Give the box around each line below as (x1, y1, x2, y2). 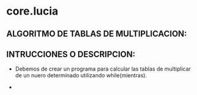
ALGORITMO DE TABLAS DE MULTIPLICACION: (6, 29, 187, 39)
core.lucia (6, 4, 59, 18)
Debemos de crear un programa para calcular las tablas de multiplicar (15, 65, 191, 72)
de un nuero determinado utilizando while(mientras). (15, 72, 148, 79)
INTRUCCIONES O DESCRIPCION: (6, 49, 135, 59)
